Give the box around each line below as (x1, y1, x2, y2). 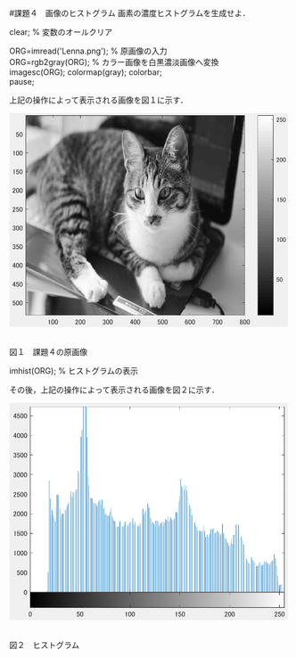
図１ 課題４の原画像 (9, 347, 87, 358)
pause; (9, 77, 35, 86)
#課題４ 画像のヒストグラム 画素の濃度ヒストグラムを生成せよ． (9, 8, 251, 18)
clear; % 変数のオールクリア (9, 27, 113, 37)
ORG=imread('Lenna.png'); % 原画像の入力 (9, 45, 168, 56)
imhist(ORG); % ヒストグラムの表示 (9, 366, 139, 376)
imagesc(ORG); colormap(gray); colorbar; (9, 67, 162, 78)
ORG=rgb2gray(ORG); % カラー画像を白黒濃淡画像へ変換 (9, 57, 219, 67)
